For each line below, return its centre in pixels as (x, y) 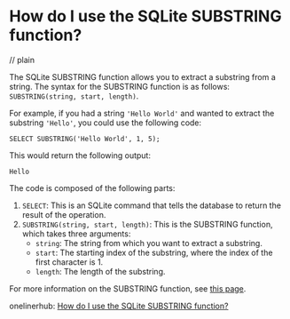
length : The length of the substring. (100, 271)
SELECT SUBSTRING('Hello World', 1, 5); (85, 139)
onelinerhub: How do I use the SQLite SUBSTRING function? (119, 306)
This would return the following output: (80, 155)
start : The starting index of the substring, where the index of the (154, 252)
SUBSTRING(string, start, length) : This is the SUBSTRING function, (147, 224)
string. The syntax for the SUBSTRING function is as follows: (120, 86)
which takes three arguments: (76, 234)
